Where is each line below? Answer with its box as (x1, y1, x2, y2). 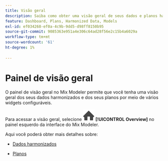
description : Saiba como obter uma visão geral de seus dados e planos (5, 13, 157, 18)
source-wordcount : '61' (5, 40, 55, 45)
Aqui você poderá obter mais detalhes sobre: (5, 131, 98, 137)
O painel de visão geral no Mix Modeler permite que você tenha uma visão (5, 89, 158, 95)
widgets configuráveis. (5, 99, 52, 105)
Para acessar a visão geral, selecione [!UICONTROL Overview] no (5, 116, 154, 122)
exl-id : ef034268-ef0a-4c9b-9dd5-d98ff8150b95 (5, 24, 104, 29)
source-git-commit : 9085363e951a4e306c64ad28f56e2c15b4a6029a (5, 29, 137, 34)
